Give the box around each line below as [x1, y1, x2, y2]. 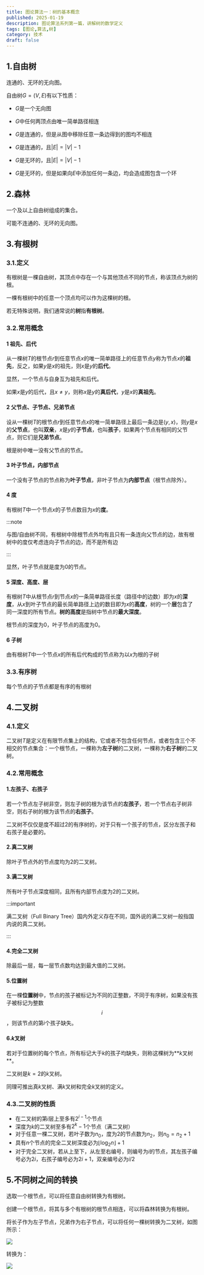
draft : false [6, 37, 39, 43]
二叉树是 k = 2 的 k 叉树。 [6, 1070, 66, 1077]
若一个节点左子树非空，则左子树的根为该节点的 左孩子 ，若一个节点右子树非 [6, 800, 192, 807]
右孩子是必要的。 [6, 828, 49, 835]
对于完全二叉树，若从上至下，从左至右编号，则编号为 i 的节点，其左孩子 [15, 1148, 192, 1155]
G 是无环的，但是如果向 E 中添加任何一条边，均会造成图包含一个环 [15, 169, 177, 177]
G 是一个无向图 [15, 104, 52, 112]
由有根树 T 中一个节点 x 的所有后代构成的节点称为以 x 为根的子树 [6, 651, 160, 659]
